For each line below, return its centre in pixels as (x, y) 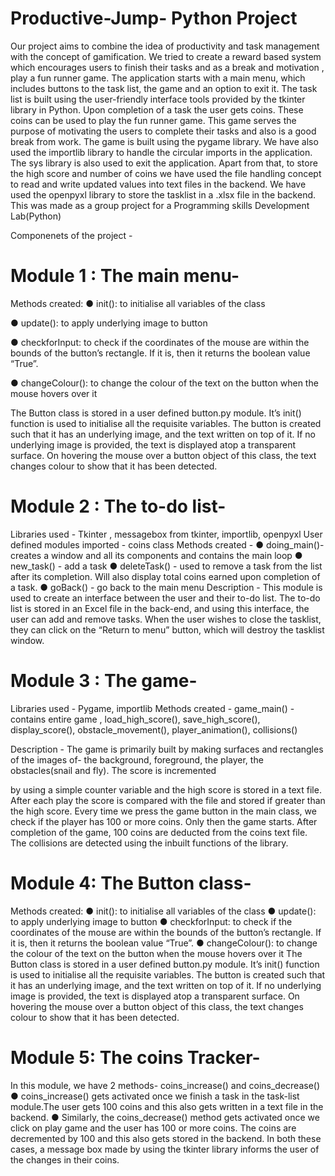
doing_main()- (295, 544)
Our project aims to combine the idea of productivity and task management (165, 46)
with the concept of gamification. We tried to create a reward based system (166, 56)
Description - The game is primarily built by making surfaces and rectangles (167, 749)
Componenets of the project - (71, 235)
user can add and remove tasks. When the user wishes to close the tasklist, (166, 619)
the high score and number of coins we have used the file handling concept (166, 173)
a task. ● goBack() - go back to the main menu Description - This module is (166, 587)
